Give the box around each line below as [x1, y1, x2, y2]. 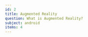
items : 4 [5, 25, 23, 30]
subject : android [5, 20, 40, 25]
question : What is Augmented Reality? [5, 16, 83, 21]
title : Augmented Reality [5, 12, 57, 16]
